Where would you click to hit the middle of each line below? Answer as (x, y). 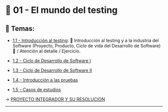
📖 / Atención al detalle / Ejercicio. (46, 51)
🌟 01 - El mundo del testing (61, 10)
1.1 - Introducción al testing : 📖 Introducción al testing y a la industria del (85, 40)
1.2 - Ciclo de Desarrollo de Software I (51, 61)
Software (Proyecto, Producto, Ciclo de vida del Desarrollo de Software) (86, 46)
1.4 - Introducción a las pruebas (45, 80)
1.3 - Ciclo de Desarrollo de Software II (52, 70)
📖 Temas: (20, 29)
